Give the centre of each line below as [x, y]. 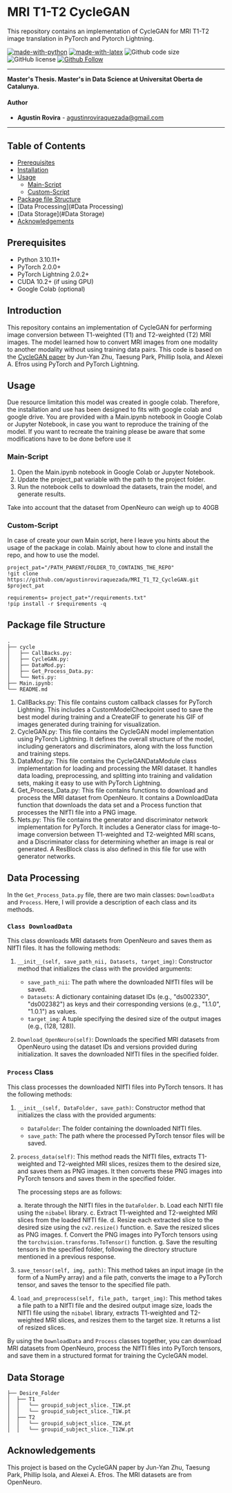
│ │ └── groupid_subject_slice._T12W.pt [71, 1430]
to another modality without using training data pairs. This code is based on [115, 349]
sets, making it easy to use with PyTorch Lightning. [89, 783]
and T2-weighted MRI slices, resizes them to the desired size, [133, 1164]
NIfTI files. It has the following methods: [64, 948]
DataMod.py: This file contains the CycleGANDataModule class [107, 761]
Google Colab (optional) [51, 289]
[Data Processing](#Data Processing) [70, 206]
